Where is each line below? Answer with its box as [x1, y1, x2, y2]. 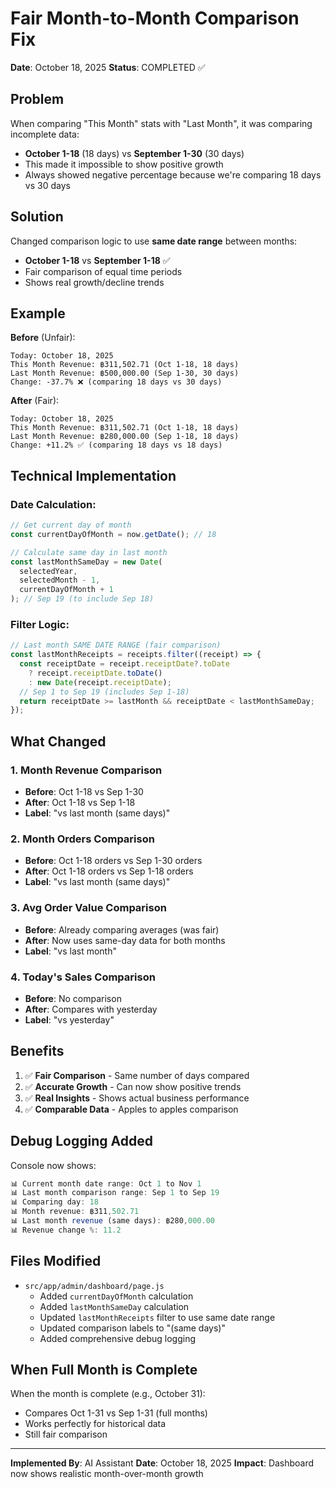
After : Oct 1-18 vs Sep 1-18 [24, 797, 136, 809]
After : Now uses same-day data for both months [24, 934, 226, 946]
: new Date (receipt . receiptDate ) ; [28, 677, 172, 687]
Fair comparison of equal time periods [24, 265, 183, 277]
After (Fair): [10, 395, 60, 407]
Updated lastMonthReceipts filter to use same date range [39, 1311, 276, 1323]
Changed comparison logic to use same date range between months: [10, 235, 298, 247]
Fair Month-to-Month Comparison [10, 7, 300, 30]
